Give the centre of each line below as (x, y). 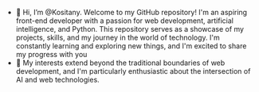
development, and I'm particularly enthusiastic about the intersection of (133, 71)
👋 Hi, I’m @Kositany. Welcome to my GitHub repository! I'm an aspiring (131, 12)
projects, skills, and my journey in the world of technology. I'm (118, 37)
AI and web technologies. (57, 80)
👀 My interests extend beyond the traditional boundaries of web (120, 63)
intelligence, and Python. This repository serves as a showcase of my (130, 29)
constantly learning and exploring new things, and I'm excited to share (131, 46)
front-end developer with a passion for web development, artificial (124, 21)
